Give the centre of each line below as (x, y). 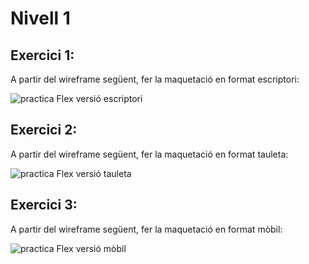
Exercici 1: (42, 55)
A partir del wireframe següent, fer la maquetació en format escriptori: (155, 79)
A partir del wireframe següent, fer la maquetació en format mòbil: (146, 229)
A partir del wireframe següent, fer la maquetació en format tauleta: (149, 154)
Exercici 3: (44, 205)
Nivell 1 (40, 18)
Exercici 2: (44, 130)
